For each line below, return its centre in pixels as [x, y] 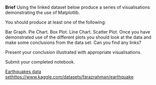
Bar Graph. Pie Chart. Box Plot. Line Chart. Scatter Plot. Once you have [78, 32]
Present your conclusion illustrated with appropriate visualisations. [74, 52]
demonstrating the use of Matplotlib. [43, 12]
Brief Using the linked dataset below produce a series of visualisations [78, 7]
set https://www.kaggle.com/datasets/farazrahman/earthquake [69, 77]
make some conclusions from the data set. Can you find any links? [73, 42]
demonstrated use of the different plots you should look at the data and [78, 37]
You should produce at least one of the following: [56, 22]
